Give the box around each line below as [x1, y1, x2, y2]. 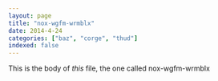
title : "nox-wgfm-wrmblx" [8, 19, 95, 27]
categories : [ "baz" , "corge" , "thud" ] [8, 34, 138, 43]
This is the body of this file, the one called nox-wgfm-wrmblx [8, 63, 211, 73]
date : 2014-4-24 [8, 26, 63, 34]
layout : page [8, 11, 52, 20]
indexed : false [8, 42, 59, 50]
